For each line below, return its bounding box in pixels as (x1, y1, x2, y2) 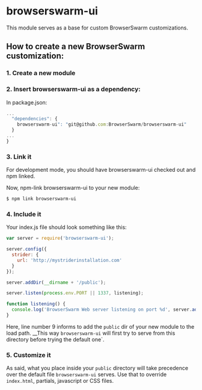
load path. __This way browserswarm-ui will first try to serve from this (6, 329, 176, 337)
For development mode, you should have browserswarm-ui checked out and (6, 166, 196, 174)
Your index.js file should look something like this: (6, 224, 127, 231)
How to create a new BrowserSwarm (6, 41, 145, 52)
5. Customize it (6, 350, 51, 359)
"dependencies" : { (11, 116, 58, 122)
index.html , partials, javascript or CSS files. (6, 377, 114, 385)
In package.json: (6, 99, 47, 106)
